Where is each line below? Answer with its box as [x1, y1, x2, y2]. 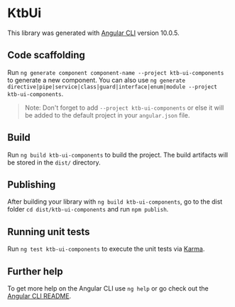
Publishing [7, 178, 56, 190]
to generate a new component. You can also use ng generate [7, 76, 186, 84]
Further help [7, 265, 64, 277]
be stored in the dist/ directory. [7, 158, 101, 167]
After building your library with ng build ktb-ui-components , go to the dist [7, 197, 223, 206]
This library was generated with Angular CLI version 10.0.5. [7, 28, 180, 37]
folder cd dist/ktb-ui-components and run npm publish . [7, 205, 169, 214]
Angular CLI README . [7, 292, 72, 300]
